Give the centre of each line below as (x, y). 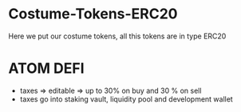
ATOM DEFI (47, 68)
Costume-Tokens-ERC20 (93, 14)
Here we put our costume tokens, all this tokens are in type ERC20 (117, 36)
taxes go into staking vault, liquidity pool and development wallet (126, 99)
